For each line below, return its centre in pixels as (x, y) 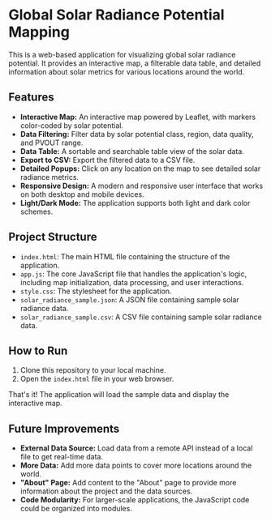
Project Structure (53, 237)
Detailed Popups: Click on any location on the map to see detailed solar (140, 169)
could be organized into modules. (76, 509)
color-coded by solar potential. (72, 125)
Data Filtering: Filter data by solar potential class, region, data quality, (137, 134)
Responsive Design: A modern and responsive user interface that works (142, 186)
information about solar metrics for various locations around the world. (127, 71)
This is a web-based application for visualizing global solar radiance (122, 54)
